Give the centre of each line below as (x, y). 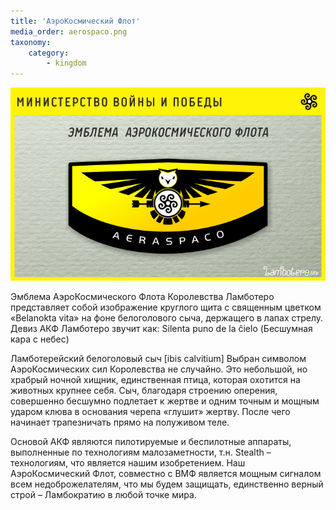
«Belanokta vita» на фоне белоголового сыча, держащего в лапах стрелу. (167, 317)
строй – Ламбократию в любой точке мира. (103, 494)
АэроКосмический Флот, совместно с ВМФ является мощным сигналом (166, 473)
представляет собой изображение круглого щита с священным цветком (166, 307)
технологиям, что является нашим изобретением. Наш (128, 462)
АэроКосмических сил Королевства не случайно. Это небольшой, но (159, 369)
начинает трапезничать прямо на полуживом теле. (120, 422)
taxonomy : (31, 42)
